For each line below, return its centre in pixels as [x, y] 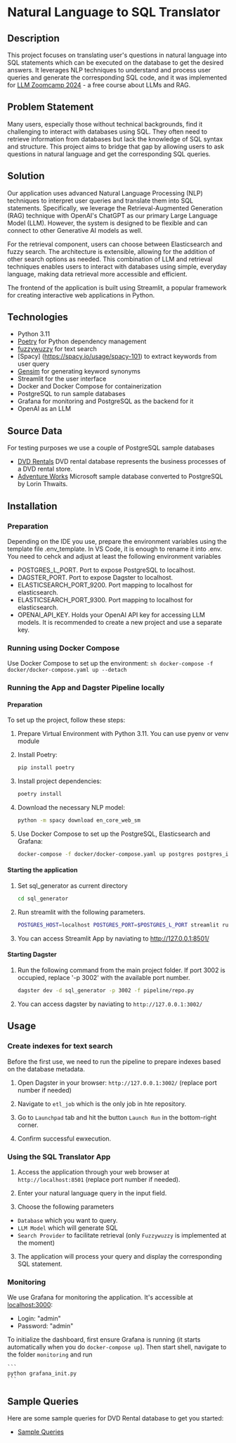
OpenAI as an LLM [44, 409]
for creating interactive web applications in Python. [81, 295]
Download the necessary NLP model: [71, 808]
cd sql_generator [43, 899]
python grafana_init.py [42, 1374]
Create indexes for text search [60, 1046]
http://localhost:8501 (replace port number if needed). [99, 1179]
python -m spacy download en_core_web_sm [79, 820]
